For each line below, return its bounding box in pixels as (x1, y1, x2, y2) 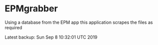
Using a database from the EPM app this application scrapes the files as (4, 19, 153, 25)
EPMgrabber (4, 3, 58, 14)
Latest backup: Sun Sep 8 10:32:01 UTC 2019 (4, 34, 98, 40)
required (4, 24, 22, 30)
